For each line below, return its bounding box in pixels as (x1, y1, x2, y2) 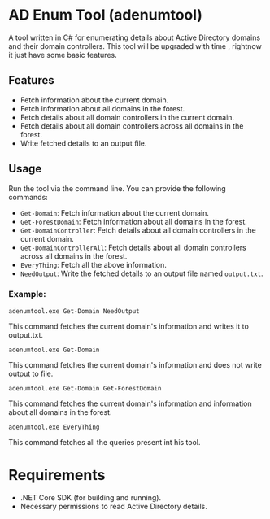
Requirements (8, 466, 106, 485)
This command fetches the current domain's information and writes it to (8, 321, 250, 331)
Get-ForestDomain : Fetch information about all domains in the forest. (20, 216, 248, 226)
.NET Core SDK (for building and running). (20, 492, 161, 502)
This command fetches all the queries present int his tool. (8, 437, 201, 447)
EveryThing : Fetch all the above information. (20, 259, 167, 269)
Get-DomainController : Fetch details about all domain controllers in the (20, 225, 256, 235)
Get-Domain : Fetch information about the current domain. (20, 207, 210, 217)
